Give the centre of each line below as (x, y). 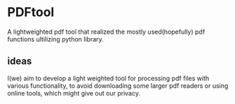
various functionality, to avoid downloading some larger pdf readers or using (118, 86)
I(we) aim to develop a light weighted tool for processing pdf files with (108, 78)
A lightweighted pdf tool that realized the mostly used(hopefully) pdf (106, 32)
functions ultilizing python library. (55, 39)
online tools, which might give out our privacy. (74, 93)
